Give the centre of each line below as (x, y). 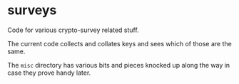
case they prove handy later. (49, 73)
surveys (32, 10)
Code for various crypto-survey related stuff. (73, 30)
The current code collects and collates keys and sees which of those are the (119, 43)
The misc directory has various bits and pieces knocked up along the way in (119, 65)
